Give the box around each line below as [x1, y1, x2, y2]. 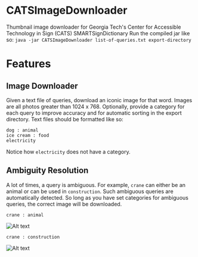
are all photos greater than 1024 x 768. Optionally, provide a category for [6, 103, 185, 110]
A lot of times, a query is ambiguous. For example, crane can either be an [6, 181, 186, 188]
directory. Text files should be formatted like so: [6, 115, 123, 123]
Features [6, 57, 51, 71]
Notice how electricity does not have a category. [6, 148, 131, 155]
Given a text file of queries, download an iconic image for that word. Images [6, 96, 193, 103]
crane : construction [6, 234, 60, 240]
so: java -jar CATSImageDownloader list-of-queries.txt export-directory [6, 36, 192, 43]
